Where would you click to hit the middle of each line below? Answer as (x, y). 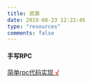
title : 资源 (23, 13)
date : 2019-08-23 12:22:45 (46, 20)
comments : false (31, 33)
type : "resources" (34, 26)
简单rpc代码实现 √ (33, 73)
